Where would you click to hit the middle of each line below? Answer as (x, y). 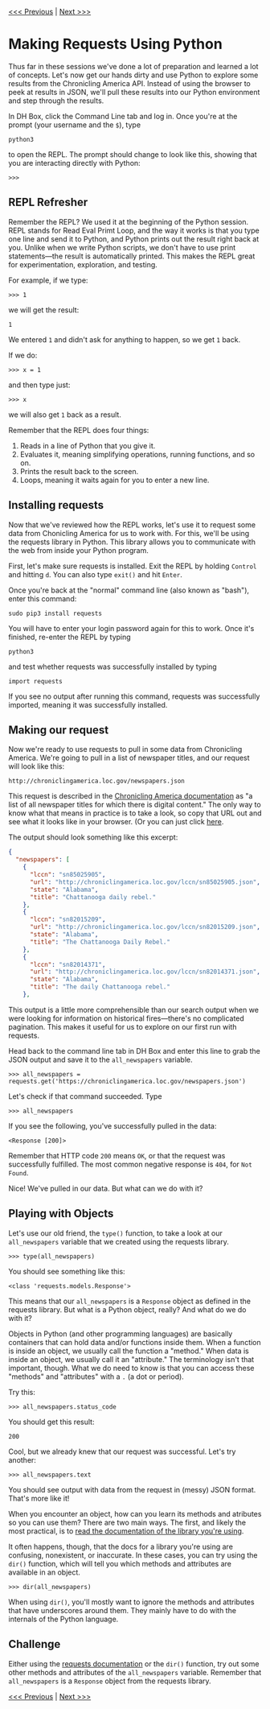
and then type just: (39, 385)
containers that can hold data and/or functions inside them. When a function (135, 1342)
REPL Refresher (48, 202)
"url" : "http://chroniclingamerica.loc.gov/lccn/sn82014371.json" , (145, 972)
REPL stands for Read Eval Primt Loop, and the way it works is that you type (134, 230)
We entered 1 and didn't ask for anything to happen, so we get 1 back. (125, 339)
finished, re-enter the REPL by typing (70, 637)
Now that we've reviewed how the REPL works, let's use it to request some (132, 524)
